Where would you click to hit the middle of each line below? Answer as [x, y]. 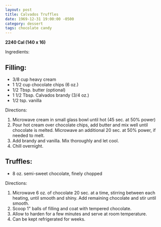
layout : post [19, 10]
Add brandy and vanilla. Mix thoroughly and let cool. [66, 141]
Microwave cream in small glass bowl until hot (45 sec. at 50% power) [84, 119]
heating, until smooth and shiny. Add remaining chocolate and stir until [84, 198]
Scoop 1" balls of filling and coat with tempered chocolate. [72, 208]
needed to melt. [28, 135]
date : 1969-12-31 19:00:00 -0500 [40, 19]
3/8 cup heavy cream [34, 79]
